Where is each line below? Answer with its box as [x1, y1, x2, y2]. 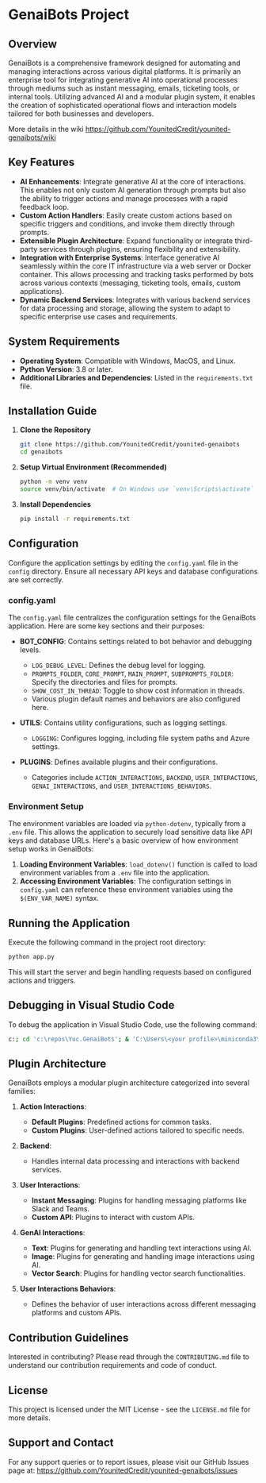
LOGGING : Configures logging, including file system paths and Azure [31, 733, 250, 743]
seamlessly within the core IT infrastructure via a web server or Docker [19, 261, 252, 271]
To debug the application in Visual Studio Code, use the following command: [8, 1019, 257, 1029]
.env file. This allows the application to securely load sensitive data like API [8, 828, 253, 837]
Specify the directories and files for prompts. [31, 677, 178, 686]
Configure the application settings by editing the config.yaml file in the [8, 558, 239, 567]
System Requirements [8, 335, 120, 349]
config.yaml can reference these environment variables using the [19, 885, 234, 894]
